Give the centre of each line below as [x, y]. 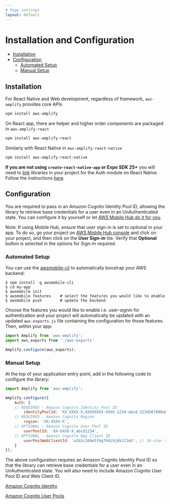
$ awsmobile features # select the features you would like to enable [85, 296]
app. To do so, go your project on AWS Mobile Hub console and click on [81, 233]
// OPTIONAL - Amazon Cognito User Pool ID [61, 427]
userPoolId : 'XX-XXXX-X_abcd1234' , [61, 431]
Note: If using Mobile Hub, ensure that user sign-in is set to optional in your [84, 227]
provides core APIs [42, 104]
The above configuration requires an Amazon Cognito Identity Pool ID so [81, 460]
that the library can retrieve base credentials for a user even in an [74, 465]
